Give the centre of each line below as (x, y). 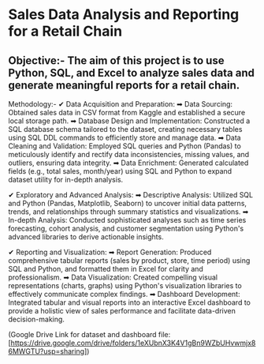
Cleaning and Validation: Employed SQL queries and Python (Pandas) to (125, 146)
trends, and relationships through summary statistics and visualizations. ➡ (128, 212)
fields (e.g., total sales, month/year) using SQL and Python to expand (120, 171)
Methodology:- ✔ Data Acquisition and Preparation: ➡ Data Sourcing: (121, 104)
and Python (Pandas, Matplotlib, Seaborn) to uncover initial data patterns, (127, 203)
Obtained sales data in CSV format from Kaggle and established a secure (127, 113)
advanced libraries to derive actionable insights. (86, 237)
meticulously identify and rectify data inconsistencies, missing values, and (129, 154)
